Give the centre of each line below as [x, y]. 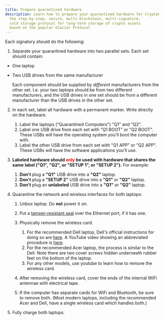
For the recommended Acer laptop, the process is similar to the [90, 248]
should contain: [28, 56]
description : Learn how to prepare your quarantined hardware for [74, 14]
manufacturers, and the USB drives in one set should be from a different [85, 95]
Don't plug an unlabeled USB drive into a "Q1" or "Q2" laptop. [82, 185]
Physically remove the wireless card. [56, 223]
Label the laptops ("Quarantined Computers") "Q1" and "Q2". [81, 125]
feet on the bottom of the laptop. [59, 258]
